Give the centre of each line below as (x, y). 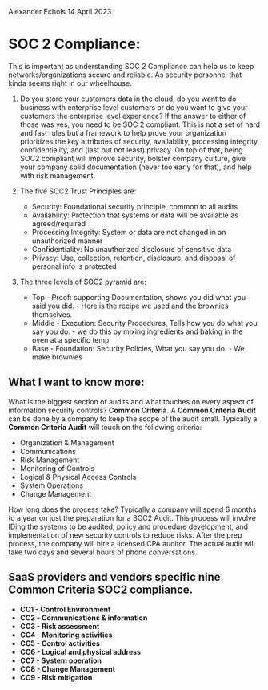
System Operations (52, 485)
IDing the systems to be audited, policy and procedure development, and (128, 526)
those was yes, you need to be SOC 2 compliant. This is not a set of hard (140, 124)
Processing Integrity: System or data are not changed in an (129, 232)
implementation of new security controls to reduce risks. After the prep (125, 535)
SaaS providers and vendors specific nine (115, 577)
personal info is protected (74, 266)
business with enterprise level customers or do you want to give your (134, 107)
